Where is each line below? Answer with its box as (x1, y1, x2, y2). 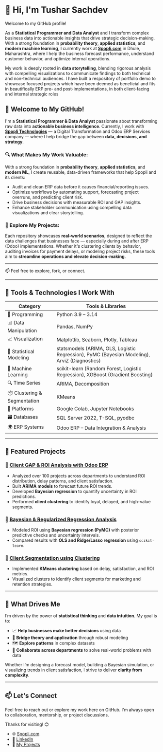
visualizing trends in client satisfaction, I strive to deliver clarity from (5, 667, 142, 673)
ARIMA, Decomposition (56, 380, 110, 387)
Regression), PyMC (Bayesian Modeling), (56, 351, 150, 358)
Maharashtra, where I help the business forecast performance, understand (5, 51, 154, 56)
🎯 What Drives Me (5, 600, 61, 608)
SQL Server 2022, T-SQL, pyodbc (56, 414, 135, 421)
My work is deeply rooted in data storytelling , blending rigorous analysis (5, 65, 151, 71)
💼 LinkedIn (12, 736, 33, 742)
